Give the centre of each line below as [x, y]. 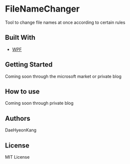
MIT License [17, 157]
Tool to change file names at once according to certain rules [65, 22]
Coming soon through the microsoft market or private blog [63, 76]
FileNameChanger [42, 9]
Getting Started [29, 65]
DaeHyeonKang [21, 130]
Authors [18, 118]
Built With [20, 38]
